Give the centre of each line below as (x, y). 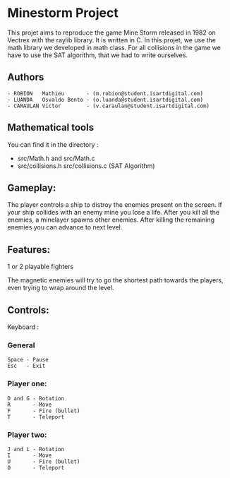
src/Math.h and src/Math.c (56, 158)
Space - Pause (28, 360)
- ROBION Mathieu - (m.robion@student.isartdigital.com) (105, 93)
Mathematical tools (50, 127)
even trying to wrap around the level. (61, 288)
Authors (26, 77)
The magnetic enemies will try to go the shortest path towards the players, (115, 280)
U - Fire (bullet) (44, 461)
